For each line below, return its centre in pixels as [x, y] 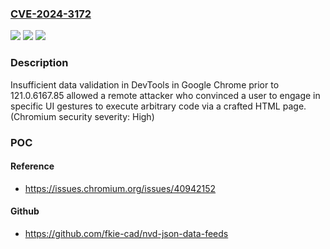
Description [39, 63]
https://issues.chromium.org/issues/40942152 [120, 188]
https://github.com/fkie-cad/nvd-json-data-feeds [126, 233]
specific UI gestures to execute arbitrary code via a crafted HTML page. [158, 106]
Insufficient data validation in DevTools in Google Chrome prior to [145, 84]
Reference [32, 166]
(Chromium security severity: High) [82, 116]
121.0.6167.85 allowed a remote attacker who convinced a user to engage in [165, 95]
